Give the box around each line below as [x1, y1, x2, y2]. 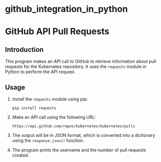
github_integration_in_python [5, 3, 128, 15]
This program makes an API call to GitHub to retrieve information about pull [5, 58, 157, 64]
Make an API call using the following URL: [12, 114, 96, 120]
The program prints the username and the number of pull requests [12, 147, 146, 153]
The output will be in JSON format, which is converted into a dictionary [12, 133, 156, 138]
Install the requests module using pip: [12, 96, 88, 102]
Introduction [5, 45, 44, 54]
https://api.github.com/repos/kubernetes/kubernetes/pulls [12, 124, 136, 129]
